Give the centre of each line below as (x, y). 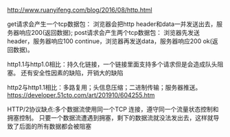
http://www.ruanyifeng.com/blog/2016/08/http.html (80, 10)
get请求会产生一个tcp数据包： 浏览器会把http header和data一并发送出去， (112, 24)
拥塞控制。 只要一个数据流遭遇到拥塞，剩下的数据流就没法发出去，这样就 (110, 118)
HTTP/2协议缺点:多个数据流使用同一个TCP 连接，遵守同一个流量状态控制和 (113, 109)
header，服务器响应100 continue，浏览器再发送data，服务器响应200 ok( (110, 41)
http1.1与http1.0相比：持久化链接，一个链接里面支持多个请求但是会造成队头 (112, 64)
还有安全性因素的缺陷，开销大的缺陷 (72, 73)
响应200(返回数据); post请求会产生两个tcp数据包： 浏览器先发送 (110, 33)
